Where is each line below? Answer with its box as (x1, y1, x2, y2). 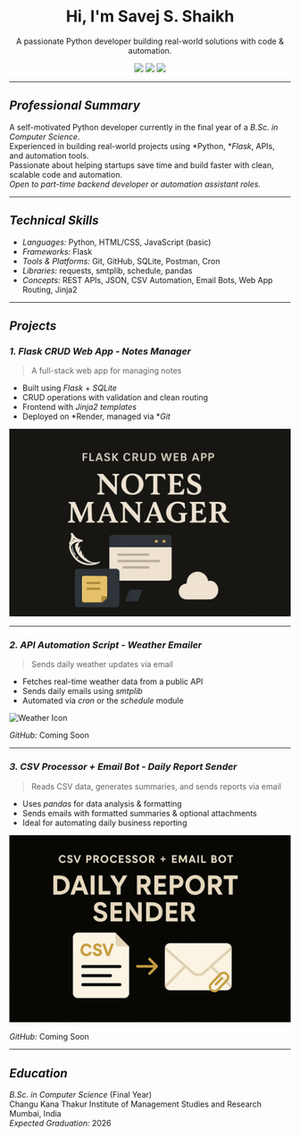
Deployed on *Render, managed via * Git (21, 411, 171, 422)
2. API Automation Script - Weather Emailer (9, 639, 203, 651)
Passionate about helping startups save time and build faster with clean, (9, 159, 274, 171)
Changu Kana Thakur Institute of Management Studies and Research (9, 1099, 262, 1109)
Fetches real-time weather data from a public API (21, 676, 204, 687)
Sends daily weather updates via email (30, 659, 174, 670)
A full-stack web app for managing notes (30, 365, 182, 376)
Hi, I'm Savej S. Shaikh (65, 6, 235, 27)
